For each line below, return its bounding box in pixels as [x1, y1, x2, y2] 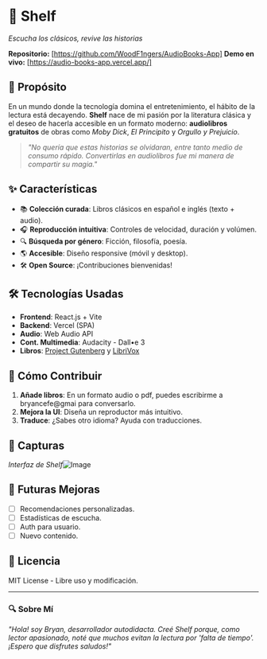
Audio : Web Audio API [19, 329, 94, 339]
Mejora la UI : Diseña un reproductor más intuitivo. [19, 407, 183, 417]
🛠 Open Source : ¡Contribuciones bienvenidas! [19, 260, 172, 270]
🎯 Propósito [8, 80, 68, 94]
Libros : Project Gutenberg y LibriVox [19, 346, 140, 356]
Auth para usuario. [19, 521, 81, 532]
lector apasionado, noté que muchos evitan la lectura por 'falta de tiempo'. [8, 633, 254, 643]
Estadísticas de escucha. [19, 513, 102, 522]
